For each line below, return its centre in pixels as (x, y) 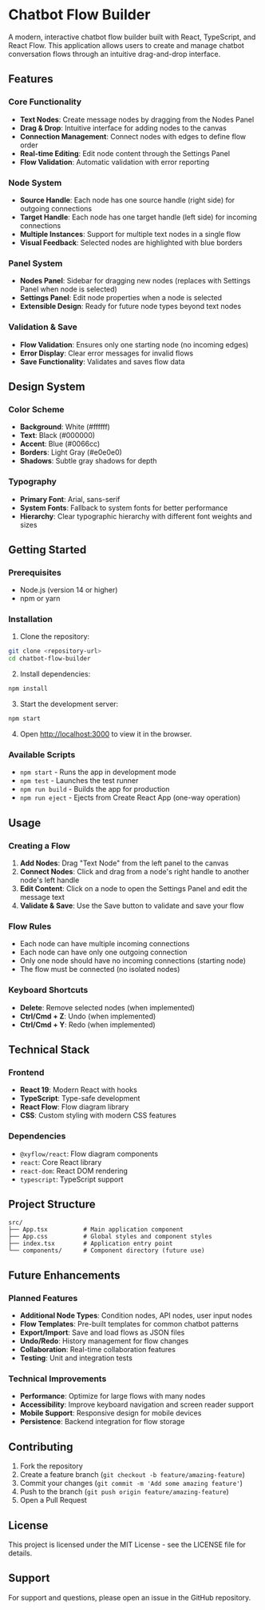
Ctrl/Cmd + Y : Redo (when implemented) (87, 1024)
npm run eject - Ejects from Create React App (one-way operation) (130, 797)
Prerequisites (35, 572)
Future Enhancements (65, 1275)
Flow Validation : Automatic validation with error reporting (115, 162)
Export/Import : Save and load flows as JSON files (102, 1333)
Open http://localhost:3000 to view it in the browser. (106, 733)
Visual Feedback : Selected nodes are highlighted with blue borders (131, 243)
